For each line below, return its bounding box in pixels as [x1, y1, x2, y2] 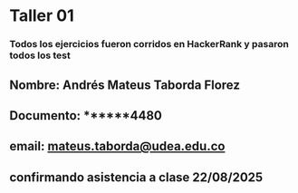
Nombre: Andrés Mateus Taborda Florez [9, 77, 240, 92]
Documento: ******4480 [9, 108, 163, 123]
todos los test [9, 49, 71, 62]
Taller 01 [9, 5, 74, 26]
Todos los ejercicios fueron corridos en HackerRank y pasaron [9, 38, 290, 51]
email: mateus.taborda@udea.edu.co [9, 139, 226, 154]
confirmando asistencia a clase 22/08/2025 [9, 169, 264, 185]
